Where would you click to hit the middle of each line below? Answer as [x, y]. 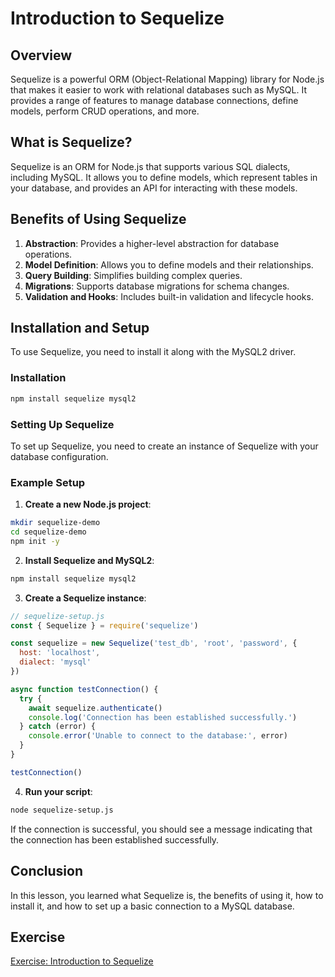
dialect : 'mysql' [55, 662]
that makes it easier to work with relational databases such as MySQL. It [159, 90]
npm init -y [35, 541]
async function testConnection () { [84, 689]
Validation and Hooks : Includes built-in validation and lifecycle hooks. [169, 296]
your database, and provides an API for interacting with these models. [154, 188]
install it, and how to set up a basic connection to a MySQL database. [152, 906]
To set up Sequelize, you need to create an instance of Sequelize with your [164, 446]
